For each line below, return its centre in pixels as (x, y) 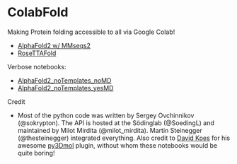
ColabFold (38, 12)
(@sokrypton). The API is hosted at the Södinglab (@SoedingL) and (116, 123)
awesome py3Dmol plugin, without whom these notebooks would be (117, 145)
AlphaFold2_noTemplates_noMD (64, 80)
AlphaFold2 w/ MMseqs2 (54, 45)
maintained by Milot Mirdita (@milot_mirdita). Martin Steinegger (110, 130)
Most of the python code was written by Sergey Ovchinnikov (106, 115)
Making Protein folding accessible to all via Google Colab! (91, 32)
